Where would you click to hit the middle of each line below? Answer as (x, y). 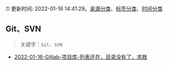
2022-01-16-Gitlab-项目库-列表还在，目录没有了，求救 (81, 57)
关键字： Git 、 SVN (41, 44)
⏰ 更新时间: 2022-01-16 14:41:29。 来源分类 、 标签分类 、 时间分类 (84, 9)
